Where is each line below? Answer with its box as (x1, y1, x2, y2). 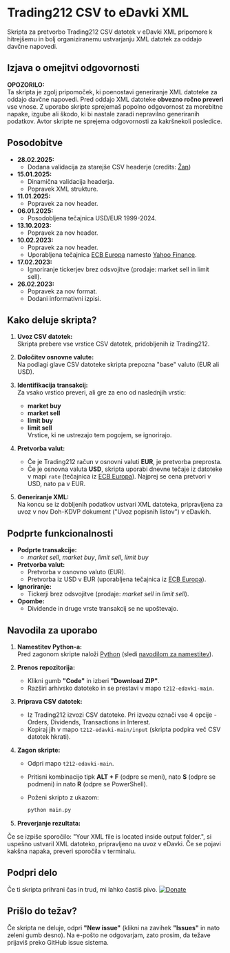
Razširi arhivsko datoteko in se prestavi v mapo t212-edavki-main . (27, 684, 215, 692)
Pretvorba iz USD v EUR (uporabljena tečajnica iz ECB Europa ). (27, 575, 207, 583)
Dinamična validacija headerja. (27, 177, 115, 185)
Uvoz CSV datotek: (17, 333, 73, 341)
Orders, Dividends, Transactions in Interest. (27, 718, 151, 726)
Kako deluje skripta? (7, 314, 97, 326)
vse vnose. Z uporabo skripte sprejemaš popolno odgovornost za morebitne (7, 102, 223, 111)
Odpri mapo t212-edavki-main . (27, 760, 114, 767)
